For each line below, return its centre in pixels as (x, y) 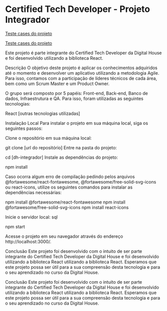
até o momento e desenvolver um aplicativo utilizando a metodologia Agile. (82, 73)
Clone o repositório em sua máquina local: (49, 138)
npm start (15, 226)
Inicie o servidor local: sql (32, 217)
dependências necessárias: (33, 192)
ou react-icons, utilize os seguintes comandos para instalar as (69, 187)
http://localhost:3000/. (28, 241)
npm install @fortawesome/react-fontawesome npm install (65, 202)
